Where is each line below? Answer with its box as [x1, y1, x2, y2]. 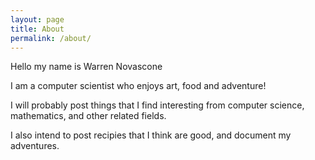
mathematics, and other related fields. [10, 110, 167, 122]
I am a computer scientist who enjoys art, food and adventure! [10, 80, 267, 92]
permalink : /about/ [10, 33, 92, 43]
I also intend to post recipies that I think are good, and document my [10, 129, 292, 141]
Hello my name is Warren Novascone [10, 61, 163, 73]
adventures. [10, 140, 60, 152]
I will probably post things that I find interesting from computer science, [10, 99, 305, 111]
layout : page [10, 14, 65, 25]
